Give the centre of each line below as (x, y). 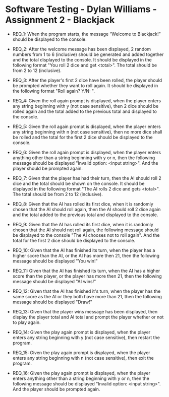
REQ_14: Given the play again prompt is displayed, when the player (81, 332)
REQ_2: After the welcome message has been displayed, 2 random (82, 49)
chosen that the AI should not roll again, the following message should (86, 230)
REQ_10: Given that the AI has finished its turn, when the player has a (84, 250)
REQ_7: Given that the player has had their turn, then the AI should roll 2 (87, 178)
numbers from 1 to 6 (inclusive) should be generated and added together (88, 54)
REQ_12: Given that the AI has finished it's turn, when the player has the (87, 291)
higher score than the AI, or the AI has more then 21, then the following (86, 255)
